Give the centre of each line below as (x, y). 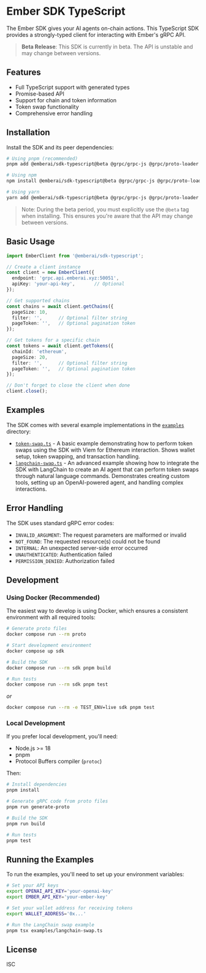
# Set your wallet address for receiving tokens (70, 908)
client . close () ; (27, 391)
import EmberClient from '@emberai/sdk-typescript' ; (75, 256)
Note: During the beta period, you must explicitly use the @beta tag (105, 209)
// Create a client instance (44, 267)
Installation (28, 133)
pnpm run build (26, 823)
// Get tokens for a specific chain (53, 340)
